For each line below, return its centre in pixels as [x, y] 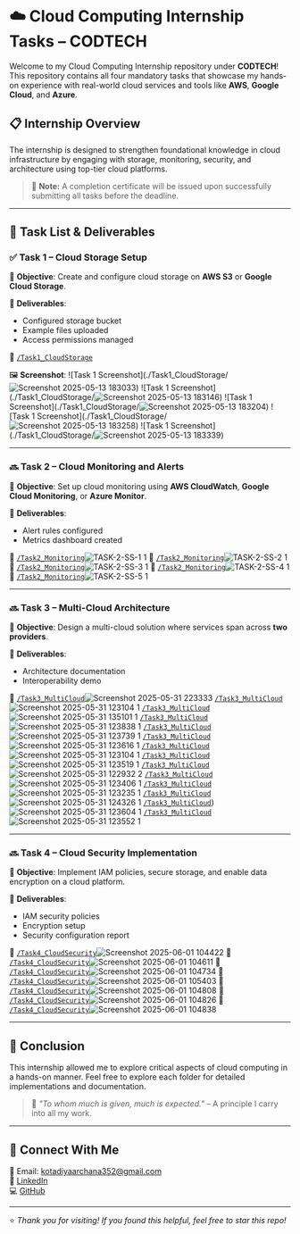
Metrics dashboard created [72, 539]
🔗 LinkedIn [29, 1180]
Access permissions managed [78, 340]
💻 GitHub [27, 1190]
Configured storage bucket [72, 321]
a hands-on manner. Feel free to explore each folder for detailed [127, 1077]
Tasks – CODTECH [78, 42]
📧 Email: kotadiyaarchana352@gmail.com [86, 1171]
